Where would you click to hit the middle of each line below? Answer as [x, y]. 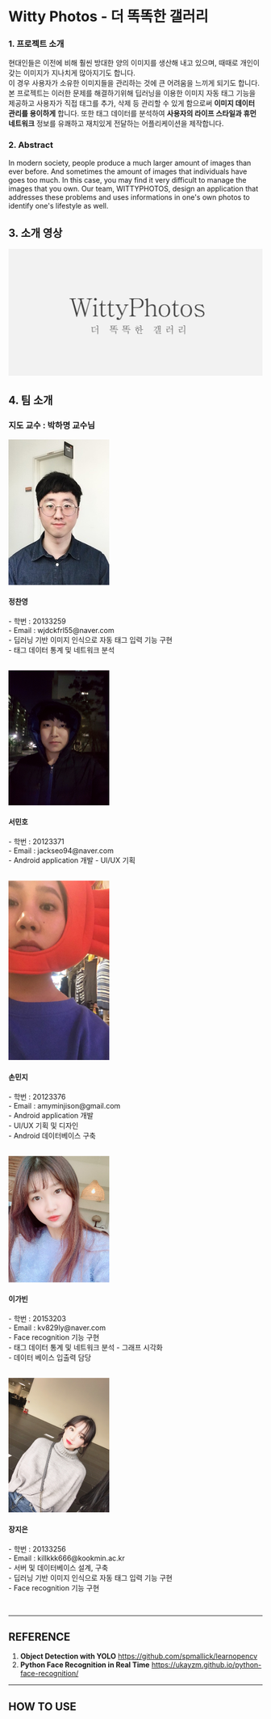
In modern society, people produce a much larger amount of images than [130, 163]
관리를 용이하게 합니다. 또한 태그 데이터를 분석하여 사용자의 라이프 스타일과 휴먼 [132, 113]
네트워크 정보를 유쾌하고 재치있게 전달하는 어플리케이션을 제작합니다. [116, 124]
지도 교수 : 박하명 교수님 [52, 425]
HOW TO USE [42, 1706]
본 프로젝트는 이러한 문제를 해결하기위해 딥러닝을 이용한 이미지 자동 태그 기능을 [132, 93]
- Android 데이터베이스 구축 [52, 1135]
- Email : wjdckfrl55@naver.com [61, 630]
